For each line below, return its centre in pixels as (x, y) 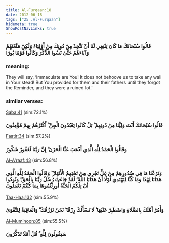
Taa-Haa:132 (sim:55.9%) (32, 197)
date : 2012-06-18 (24, 15)
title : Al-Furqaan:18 (29, 10)
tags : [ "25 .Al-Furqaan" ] (33, 19)
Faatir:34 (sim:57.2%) (28, 136)
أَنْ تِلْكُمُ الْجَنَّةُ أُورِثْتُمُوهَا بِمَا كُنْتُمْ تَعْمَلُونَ (47, 186)
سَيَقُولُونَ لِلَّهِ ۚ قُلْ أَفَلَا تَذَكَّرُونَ (36, 234)
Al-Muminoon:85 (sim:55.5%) (36, 221)
